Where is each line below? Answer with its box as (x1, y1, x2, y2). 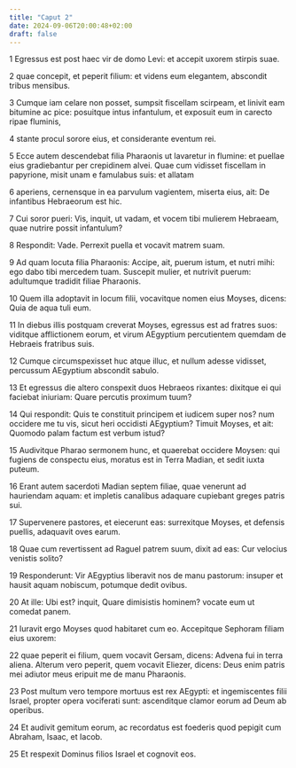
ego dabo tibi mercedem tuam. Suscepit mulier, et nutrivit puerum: (9, 267, 252, 278)
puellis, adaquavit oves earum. (9, 527, 121, 537)
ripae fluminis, (9, 116, 62, 127)
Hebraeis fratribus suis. (9, 339, 95, 349)
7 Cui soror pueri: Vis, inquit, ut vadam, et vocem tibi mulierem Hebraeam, (9, 214, 279, 224)
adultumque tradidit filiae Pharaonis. (9, 276, 142, 286)
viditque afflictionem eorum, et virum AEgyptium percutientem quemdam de (9, 329, 286, 340)
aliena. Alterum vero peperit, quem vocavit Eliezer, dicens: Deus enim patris (9, 660, 285, 670)
